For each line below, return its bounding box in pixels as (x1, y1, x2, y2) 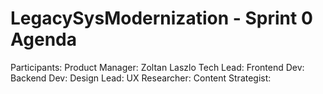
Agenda (10, 28, 77, 51)
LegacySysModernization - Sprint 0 (10, 7, 313, 30)
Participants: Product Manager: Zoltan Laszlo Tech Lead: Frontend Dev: (10, 61, 305, 73)
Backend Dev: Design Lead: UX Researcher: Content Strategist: (10, 72, 272, 84)
